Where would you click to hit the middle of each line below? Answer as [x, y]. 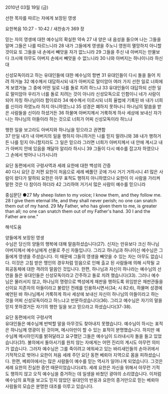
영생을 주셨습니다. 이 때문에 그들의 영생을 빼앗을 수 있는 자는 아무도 [84, 256]
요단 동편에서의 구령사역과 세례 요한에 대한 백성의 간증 [58, 165]
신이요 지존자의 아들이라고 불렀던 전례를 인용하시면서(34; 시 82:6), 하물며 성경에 [84, 288]
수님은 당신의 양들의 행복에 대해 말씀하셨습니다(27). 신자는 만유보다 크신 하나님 [82, 244]
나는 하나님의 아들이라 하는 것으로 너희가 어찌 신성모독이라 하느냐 [69, 119]
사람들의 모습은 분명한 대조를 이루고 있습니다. [49, 386]
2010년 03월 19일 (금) [27, 7]
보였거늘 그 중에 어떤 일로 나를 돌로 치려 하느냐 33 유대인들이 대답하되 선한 [83, 88]
